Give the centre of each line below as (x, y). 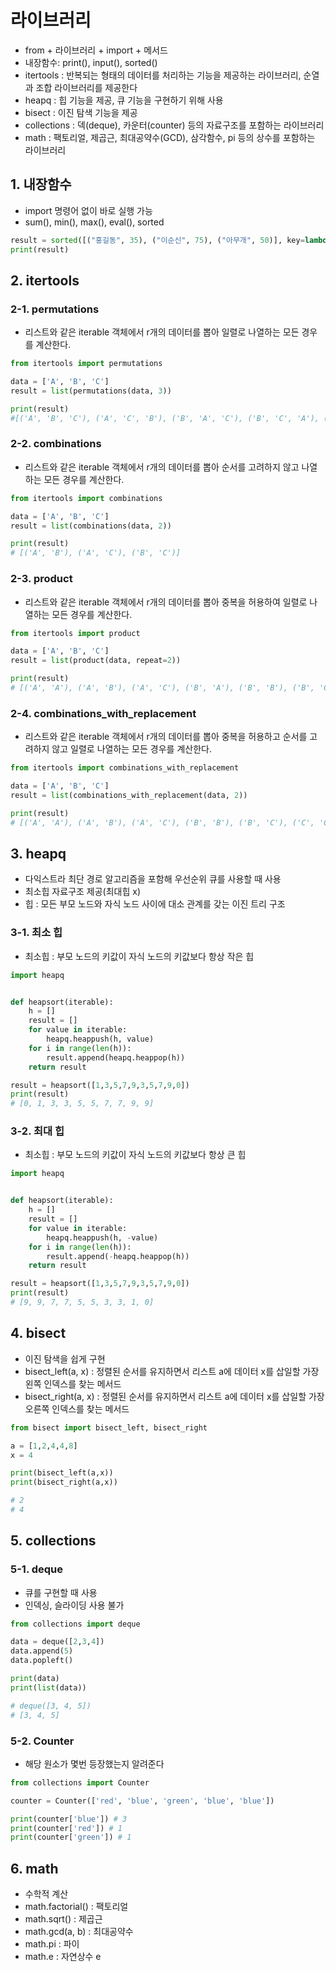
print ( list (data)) (48, 1687)
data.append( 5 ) (42, 1651)
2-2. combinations (56, 444)
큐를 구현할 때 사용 (61, 1592)
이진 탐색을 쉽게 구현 (65, 1358)
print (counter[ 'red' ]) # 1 (66, 1828)
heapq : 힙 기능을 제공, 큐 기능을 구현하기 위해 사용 (124, 100)
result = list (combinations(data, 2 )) (91, 526)
